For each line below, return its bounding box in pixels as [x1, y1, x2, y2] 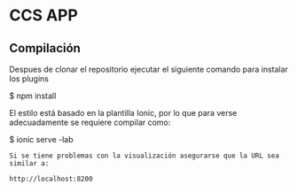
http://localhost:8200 [9, 174, 93, 183]
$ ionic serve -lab [9, 134, 74, 144]
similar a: [9, 159, 50, 168]
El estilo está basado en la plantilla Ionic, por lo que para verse [9, 108, 238, 118]
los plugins [9, 73, 49, 84]
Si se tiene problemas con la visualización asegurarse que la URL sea [9, 151, 279, 160]
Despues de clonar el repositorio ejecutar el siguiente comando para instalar [9, 64, 288, 74]
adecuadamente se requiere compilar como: [9, 117, 171, 127]
